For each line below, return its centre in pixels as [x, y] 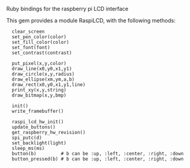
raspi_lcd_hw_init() [38, 122]
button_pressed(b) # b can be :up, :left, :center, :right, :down [98, 159]
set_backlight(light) [39, 143]
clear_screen [28, 32]
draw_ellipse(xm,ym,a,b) [43, 79]
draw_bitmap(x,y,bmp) [39, 95]
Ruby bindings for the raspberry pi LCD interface [68, 9]
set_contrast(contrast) [42, 53]
